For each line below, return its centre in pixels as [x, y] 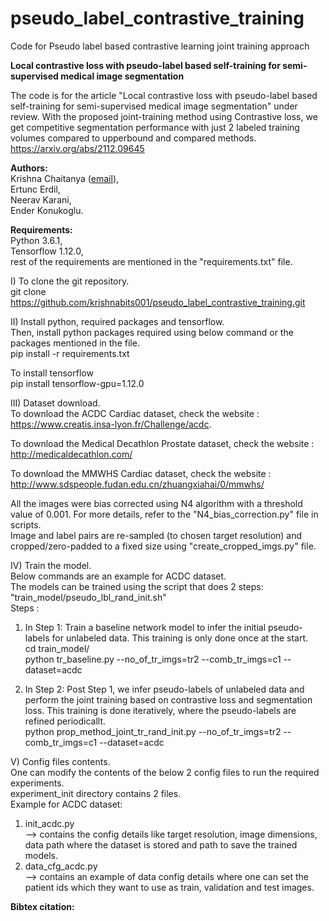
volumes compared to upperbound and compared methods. [133, 138]
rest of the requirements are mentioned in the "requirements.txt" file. [151, 261]
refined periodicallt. [65, 721]
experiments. [37, 783]
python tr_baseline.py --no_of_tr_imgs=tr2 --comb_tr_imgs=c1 [153, 659]
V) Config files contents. [60, 761]
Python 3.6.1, [36, 240]
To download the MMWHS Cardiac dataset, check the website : [141, 473]
